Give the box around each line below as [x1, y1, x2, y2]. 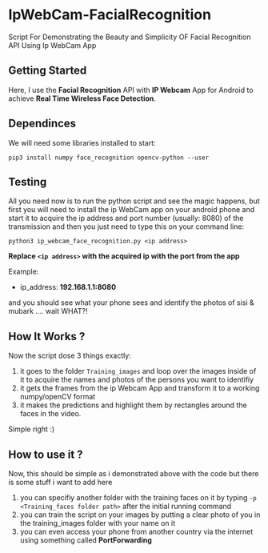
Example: [8, 266, 39, 277]
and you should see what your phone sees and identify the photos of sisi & [8, 298, 254, 307]
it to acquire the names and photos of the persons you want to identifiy [19, 375, 254, 385]
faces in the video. [19, 409, 82, 419]
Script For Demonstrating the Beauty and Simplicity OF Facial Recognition [8, 32, 251, 42]
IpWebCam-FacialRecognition [8, 6, 212, 24]
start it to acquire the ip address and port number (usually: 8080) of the [8, 214, 244, 223]
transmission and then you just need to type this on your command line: [8, 222, 245, 231]
